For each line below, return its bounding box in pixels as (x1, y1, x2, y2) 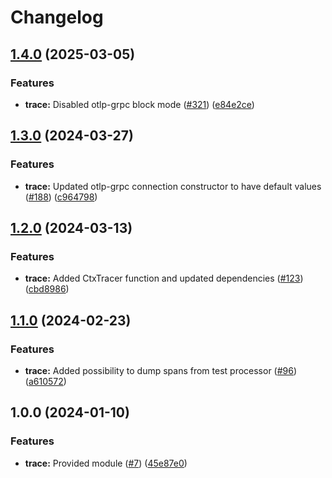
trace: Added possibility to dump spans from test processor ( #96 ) (24, 364, 298, 376)
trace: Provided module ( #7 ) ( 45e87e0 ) (24, 457, 188, 469)
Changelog (10, 6, 104, 29)
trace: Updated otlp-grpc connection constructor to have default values (24, 180, 322, 192)
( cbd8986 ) (24, 283, 70, 295)
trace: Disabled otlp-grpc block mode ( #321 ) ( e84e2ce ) (24, 98, 255, 110)
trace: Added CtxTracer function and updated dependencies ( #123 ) (24, 272, 304, 285)
